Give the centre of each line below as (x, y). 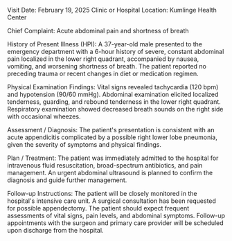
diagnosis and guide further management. (67, 180)
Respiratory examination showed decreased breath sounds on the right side (115, 109)
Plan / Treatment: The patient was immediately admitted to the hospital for (113, 158)
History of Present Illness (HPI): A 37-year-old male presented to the (105, 44)
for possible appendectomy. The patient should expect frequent (98, 208)
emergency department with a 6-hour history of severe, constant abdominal (116, 52)
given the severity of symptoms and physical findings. (84, 144)
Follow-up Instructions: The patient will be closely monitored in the (102, 194)
